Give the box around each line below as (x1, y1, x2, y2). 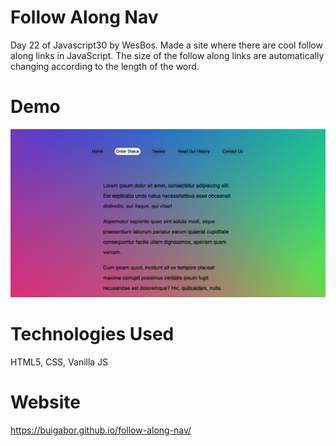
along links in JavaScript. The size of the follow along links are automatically (10, 49, 325, 61)
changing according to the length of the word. (10, 60, 200, 72)
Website (10, 391, 81, 414)
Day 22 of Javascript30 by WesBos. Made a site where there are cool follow (10, 39, 323, 51)
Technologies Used (10, 323, 175, 346)
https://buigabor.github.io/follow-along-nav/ (10, 424, 192, 436)
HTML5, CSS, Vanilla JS (10, 356, 109, 368)
